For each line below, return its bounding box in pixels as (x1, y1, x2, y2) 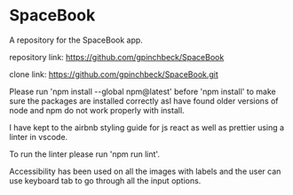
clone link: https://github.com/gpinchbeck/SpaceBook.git (9, 68, 219, 80)
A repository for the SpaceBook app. (9, 35, 144, 45)
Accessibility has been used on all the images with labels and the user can (9, 166, 281, 176)
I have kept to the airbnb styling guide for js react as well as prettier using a (9, 121, 285, 133)
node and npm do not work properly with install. (9, 105, 185, 115)
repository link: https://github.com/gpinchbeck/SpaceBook (9, 51, 225, 62)
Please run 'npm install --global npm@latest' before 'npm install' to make (9, 86, 277, 97)
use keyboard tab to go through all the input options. (9, 175, 202, 186)
